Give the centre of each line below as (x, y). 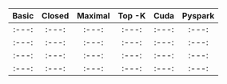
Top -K (132, 16)
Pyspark (198, 16)
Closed (55, 16)
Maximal (94, 16)
